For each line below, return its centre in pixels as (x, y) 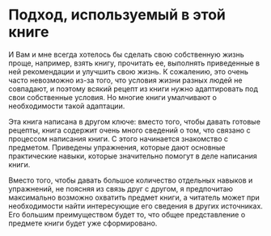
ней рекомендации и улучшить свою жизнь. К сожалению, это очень (128, 71)
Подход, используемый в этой (117, 15)
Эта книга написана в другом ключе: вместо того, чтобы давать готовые (135, 121)
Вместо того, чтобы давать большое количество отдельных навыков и (131, 180)
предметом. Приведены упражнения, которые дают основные (117, 147)
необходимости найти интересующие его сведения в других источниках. (135, 206)
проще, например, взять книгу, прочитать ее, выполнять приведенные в (134, 63)
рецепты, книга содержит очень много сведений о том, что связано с (129, 130)
